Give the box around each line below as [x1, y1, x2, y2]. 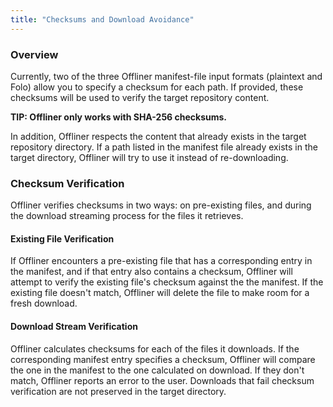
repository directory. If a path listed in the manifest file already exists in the [10, 141, 318, 153]
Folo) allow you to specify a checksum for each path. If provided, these [10, 81, 304, 93]
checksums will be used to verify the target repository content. [10, 91, 270, 103]
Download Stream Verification [10, 321, 138, 333]
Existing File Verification [10, 232, 115, 245]
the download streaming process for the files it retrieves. [10, 210, 244, 222]
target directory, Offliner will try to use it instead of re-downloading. [10, 151, 289, 163]
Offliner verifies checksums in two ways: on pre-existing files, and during [10, 199, 312, 211]
